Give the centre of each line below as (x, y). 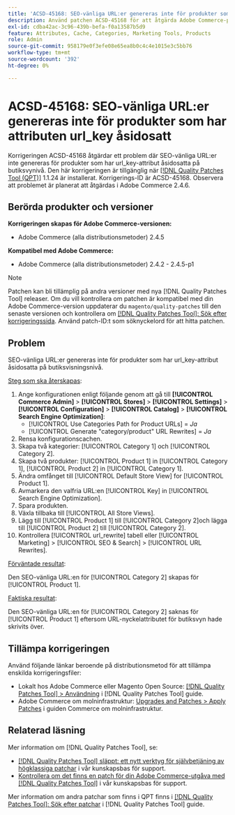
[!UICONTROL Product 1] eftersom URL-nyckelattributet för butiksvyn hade (115, 619)
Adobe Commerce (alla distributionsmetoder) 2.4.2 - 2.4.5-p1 (106, 264)
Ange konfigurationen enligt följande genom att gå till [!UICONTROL (115, 395)
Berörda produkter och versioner (81, 207)
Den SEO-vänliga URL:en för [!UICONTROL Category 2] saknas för (104, 612)
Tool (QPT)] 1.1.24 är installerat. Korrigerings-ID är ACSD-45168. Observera (116, 177)
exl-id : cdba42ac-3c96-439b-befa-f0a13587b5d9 (77, 27)
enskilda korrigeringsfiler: (45, 673)
